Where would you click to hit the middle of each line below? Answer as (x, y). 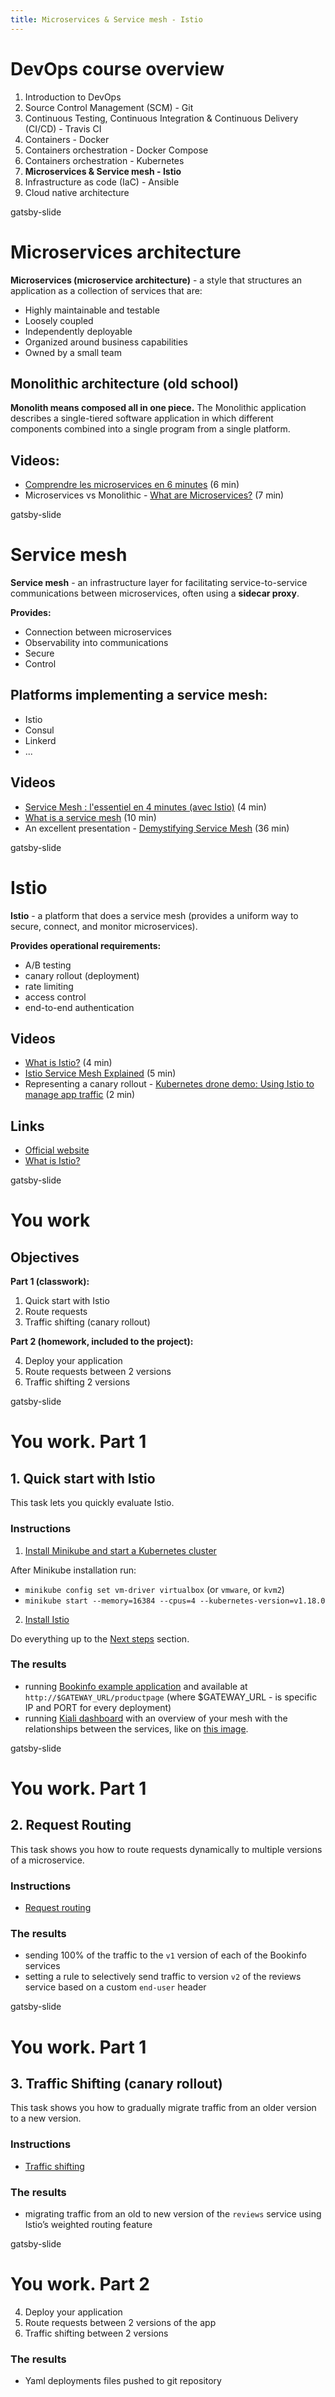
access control (55, 997)
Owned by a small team (73, 352)
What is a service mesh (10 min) (90, 817)
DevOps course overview (117, 68)
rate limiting (49, 986)
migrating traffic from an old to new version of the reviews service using (173, 2214)
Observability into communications (96, 643)
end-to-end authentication (79, 1007)
